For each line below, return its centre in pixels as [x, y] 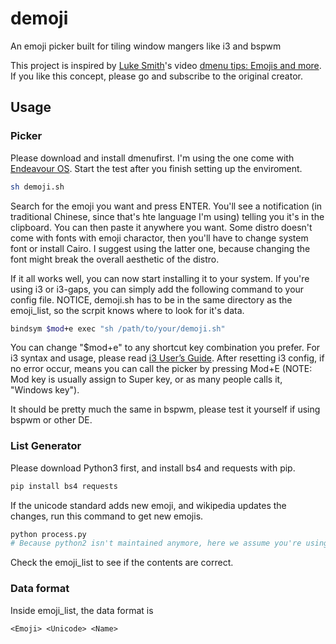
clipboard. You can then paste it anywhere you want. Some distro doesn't [161, 227]
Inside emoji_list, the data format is [82, 610]
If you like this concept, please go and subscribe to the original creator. [156, 76]
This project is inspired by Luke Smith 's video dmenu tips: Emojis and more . [166, 65]
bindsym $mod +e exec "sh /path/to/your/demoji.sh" [118, 328]
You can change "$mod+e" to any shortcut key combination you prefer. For [165, 348]
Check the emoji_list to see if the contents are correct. [122, 563]
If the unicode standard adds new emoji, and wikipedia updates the [148, 505]
